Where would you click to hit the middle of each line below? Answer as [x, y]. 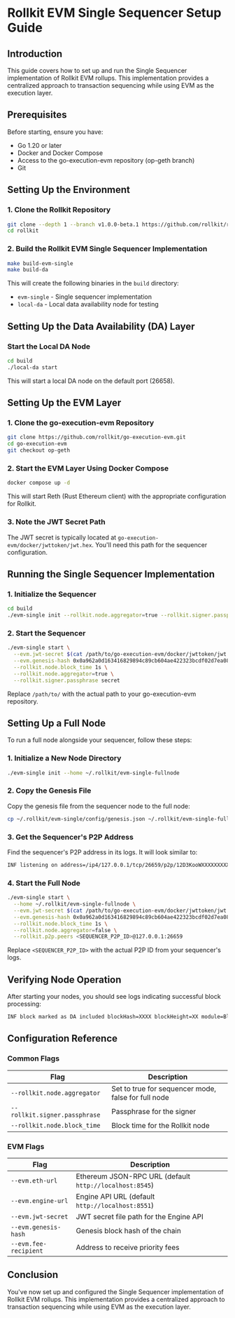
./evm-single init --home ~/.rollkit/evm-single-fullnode [93, 773]
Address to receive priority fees [128, 1247]
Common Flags [34, 1058]
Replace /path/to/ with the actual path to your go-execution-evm [102, 694]
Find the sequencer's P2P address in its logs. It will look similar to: [102, 852]
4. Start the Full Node [44, 883]
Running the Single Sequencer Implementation [111, 574]
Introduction [35, 54]
